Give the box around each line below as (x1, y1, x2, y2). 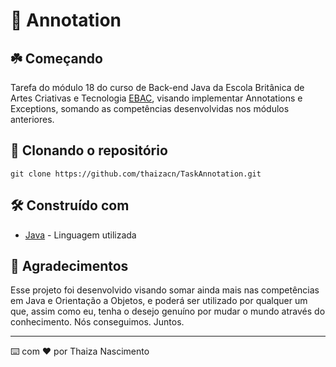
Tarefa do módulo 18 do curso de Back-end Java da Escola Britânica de (10, 82, 305, 93)
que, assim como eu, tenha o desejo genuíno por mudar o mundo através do (10, 305, 326, 318)
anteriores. (10, 114, 55, 125)
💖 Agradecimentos (10, 258, 129, 275)
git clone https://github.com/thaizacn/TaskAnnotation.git (10, 169, 262, 179)
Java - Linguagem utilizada (24, 229, 137, 241)
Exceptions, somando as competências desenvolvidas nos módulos (10, 103, 290, 114)
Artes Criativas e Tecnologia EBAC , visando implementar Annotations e (10, 92, 303, 104)
